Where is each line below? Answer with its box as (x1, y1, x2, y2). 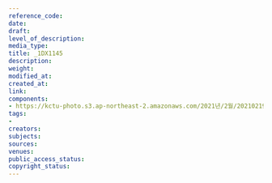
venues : (8, 147, 35, 155)
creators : (8, 125, 42, 133)
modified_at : (8, 72, 53, 80)
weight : (8, 65, 35, 73)
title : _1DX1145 (8, 49, 63, 57)
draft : (8, 27, 31, 35)
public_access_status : (8, 155, 85, 163)
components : (8, 95, 49, 103)
